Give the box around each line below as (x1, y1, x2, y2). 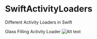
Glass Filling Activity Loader (5, 28, 61, 34)
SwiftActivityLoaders (5, 3, 93, 14)
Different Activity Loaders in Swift (5, 19, 72, 25)
